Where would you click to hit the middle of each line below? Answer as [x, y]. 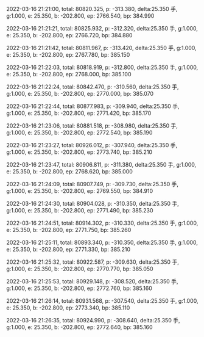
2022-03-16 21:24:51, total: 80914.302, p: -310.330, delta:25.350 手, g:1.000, [102, 223]
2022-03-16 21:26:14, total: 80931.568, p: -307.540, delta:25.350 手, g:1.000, [102, 301]
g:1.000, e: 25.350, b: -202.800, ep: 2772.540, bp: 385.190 [79, 132]
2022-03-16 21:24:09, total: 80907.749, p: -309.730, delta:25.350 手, [92, 184]
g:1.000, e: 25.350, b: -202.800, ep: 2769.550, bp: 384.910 [80, 191]
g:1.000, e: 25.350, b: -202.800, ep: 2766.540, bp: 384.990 [80, 16]
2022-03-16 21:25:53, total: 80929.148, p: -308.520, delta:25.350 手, [92, 281]
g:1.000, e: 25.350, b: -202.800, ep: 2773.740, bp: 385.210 [79, 152]
